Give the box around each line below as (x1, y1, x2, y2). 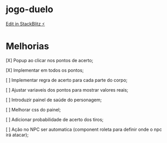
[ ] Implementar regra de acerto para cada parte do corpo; (6, 77, 128, 83)
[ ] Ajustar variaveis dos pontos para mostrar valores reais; (6, 87, 128, 93)
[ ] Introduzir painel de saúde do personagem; (6, 97, 102, 103)
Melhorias (6, 41, 50, 52)
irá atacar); (6, 131, 29, 138)
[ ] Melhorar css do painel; (6, 106, 61, 112)
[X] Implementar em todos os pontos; (6, 67, 84, 73)
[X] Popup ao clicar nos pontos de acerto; (6, 57, 93, 63)
